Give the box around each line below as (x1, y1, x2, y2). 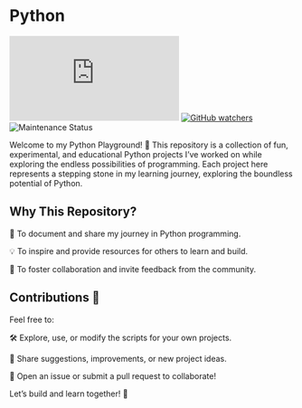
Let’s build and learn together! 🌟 (9, 388, 128, 399)
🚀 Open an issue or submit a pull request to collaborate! (9, 370, 217, 381)
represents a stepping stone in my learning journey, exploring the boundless (9, 168, 294, 179)
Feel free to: (9, 314, 54, 325)
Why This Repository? (9, 204, 137, 220)
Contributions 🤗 (9, 290, 100, 306)
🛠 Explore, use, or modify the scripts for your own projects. (9, 332, 232, 343)
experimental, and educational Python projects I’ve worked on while (9, 148, 262, 159)
